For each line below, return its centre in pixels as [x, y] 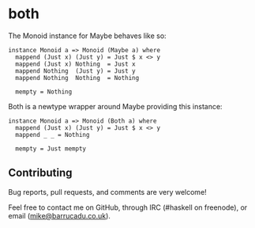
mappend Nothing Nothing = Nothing [77, 78]
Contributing [40, 173]
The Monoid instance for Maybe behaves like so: [88, 36]
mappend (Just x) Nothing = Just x [75, 64]
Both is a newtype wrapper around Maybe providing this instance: [115, 106]
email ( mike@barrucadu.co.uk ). [59, 215]
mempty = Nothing [44, 92]
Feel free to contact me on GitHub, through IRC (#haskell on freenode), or [128, 207]
